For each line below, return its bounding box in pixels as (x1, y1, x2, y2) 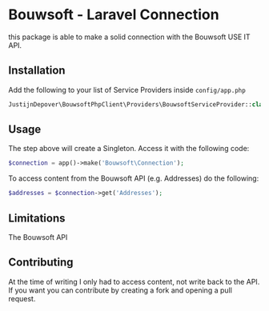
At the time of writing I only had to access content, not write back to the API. (8, 277, 260, 286)
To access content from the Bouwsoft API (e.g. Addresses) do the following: (8, 173, 259, 183)
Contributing (8, 256, 74, 269)
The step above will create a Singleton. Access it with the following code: (8, 144, 250, 154)
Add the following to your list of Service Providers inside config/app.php (8, 85, 246, 94)
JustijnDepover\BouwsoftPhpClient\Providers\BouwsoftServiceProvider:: (8, 100, 252, 109)
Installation (8, 64, 66, 78)
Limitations (8, 211, 66, 225)
